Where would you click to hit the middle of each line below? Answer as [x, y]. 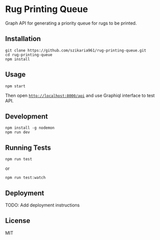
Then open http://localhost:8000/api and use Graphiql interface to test [80, 95]
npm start [15, 86]
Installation [23, 39]
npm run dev [17, 132]
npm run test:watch [25, 178]
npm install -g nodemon [30, 128]
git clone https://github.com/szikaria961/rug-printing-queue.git [76, 50]
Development [27, 116]
